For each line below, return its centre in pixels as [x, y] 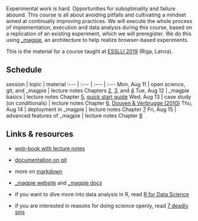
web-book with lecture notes [50, 148]
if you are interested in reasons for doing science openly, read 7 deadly [101, 206]
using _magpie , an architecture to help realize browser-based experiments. [98, 40]
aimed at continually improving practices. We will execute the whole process [99, 21]
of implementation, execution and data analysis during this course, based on [99, 27]
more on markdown [38, 171]
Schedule [24, 70]
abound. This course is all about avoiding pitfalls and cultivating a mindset [96, 15]
